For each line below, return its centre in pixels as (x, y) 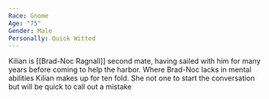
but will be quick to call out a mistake (70, 87)
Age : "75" (25, 23)
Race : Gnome (28, 16)
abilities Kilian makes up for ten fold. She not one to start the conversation (132, 78)
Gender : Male (30, 31)
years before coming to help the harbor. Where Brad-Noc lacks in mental (130, 70)
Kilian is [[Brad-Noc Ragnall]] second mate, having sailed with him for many (134, 61)
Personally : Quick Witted (52, 38)
